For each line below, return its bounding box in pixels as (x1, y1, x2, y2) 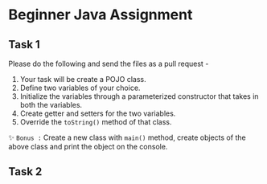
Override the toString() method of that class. (19, 117, 172, 126)
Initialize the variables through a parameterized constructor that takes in (19, 92, 259, 101)
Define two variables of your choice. (19, 83, 141, 92)
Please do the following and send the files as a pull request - (8, 59, 209, 68)
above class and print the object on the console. (8, 142, 168, 151)
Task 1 (8, 38, 40, 51)
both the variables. (19, 100, 83, 109)
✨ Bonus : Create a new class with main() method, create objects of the (8, 133, 247, 142)
